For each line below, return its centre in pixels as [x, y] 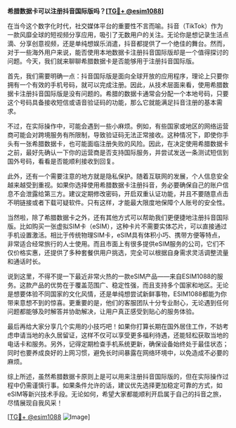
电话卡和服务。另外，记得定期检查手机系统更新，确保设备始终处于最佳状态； [118, 344]
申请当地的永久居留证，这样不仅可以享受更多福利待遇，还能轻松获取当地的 [121, 335]
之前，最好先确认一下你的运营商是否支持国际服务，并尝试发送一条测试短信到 [118, 153]
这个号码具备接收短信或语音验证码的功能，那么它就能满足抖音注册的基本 [112, 102]
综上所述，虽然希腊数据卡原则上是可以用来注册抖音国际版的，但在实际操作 [115, 376]
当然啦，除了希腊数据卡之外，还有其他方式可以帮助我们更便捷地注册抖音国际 [118, 218]
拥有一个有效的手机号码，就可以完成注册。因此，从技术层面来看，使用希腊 [115, 85]
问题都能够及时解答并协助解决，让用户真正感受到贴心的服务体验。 [103, 311]
